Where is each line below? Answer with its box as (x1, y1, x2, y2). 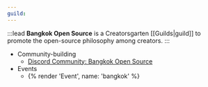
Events (17, 64, 38, 72)
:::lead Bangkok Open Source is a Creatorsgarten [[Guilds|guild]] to (7, 29, 202, 37)
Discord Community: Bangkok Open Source (27, 57, 153, 66)
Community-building (17, 50, 77, 58)
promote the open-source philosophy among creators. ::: (7, 36, 170, 45)
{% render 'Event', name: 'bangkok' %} (27, 72, 141, 80)
